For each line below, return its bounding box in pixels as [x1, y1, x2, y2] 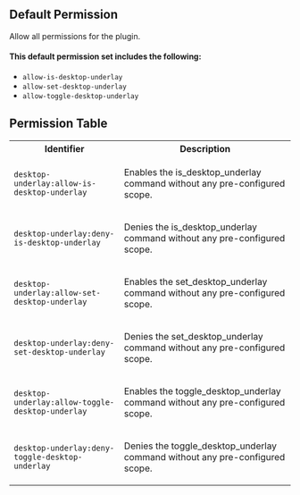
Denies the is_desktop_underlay [123, 221, 257, 233]
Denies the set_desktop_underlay [123, 330, 263, 342]
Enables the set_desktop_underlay [123, 275, 268, 288]
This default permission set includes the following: [9, 51, 202, 62]
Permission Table [9, 116, 108, 131]
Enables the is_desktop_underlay [123, 165, 262, 178]
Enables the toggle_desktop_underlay [123, 384, 281, 397]
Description [179, 142, 230, 155]
